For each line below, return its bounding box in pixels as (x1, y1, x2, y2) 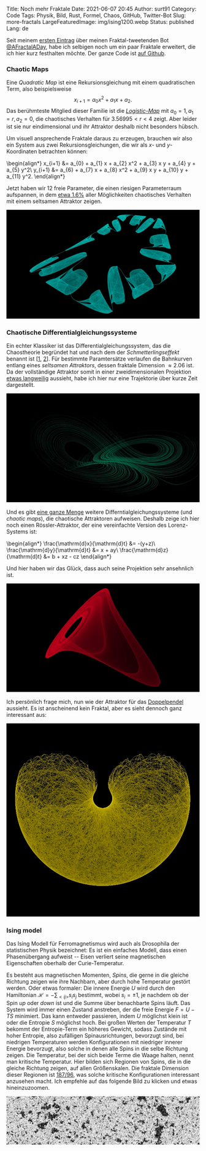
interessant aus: (6, 711, 47, 719)
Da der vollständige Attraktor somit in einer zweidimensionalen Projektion (6, 368, 192, 376)
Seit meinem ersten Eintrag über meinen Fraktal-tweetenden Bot (6, 37, 169, 44)
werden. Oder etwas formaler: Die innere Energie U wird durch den (6, 984, 175, 992)
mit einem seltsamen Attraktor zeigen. (6, 197, 102, 205)
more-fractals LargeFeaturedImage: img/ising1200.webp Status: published (6, 18, 194, 25)
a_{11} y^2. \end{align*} (6, 173, 66, 180)
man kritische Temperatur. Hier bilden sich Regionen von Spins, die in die (6, 1058, 191, 1066)
